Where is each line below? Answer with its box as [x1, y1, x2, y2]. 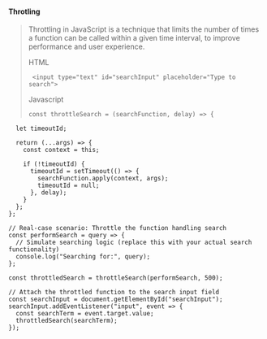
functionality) [8, 246, 60, 254]
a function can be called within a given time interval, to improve [28, 33, 241, 43]
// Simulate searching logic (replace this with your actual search [15, 238, 252, 247]
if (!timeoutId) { [23, 160, 85, 168]
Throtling [8, 7, 41, 16]
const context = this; [23, 146, 100, 154]
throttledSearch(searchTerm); [15, 317, 118, 325]
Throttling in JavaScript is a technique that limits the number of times [28, 24, 260, 34]
